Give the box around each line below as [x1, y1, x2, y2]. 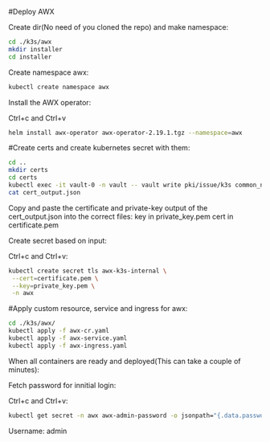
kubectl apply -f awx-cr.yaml [8, 327, 110, 335]
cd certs [8, 174, 38, 182]
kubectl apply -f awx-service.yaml [8, 334, 128, 342]
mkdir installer [8, 45, 63, 53]
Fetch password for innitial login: [8, 380, 117, 390]
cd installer [8, 52, 52, 61]
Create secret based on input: [8, 235, 107, 245]
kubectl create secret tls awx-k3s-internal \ [8, 267, 167, 275]
